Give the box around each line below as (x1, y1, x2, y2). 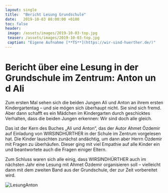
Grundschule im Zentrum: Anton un (5, 72, 156, 83)
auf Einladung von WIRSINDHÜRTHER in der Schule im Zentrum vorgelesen (5, 130, 161, 136)
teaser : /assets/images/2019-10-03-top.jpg (7, 36, 100, 41)
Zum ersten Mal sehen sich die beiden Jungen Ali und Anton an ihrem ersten (5, 99, 163, 105)
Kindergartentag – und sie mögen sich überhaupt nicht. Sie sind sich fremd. (5, 105, 161, 111)
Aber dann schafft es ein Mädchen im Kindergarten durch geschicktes (5, 110, 150, 116)
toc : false (5, 21, 28, 27)
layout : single (5, 7, 37, 13)
